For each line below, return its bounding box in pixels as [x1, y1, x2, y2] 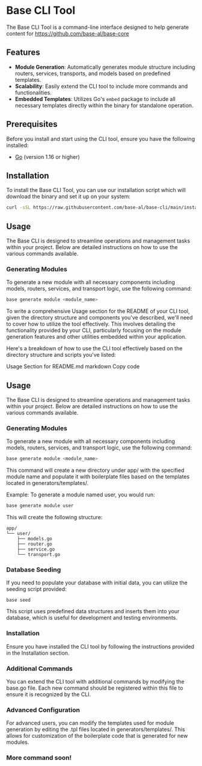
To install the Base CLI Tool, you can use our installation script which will [6, 187, 186, 194]
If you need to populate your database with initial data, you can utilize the [6, 579, 188, 587]
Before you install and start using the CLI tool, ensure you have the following [6, 135, 195, 142]
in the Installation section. [6, 649, 70, 656]
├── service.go [17, 546, 55, 552]
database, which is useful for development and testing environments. [6, 614, 178, 622]
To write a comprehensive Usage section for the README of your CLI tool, [6, 307, 190, 315]
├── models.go [17, 536, 52, 542]
